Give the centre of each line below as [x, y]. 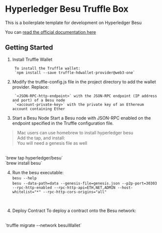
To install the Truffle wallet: [47, 68]
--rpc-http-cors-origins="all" [75, 192]
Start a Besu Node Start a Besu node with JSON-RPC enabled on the [81, 118]
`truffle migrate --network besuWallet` [44, 225]
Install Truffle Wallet [32, 59]
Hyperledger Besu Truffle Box [67, 9]
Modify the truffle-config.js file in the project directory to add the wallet [84, 81]
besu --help [24, 178]
